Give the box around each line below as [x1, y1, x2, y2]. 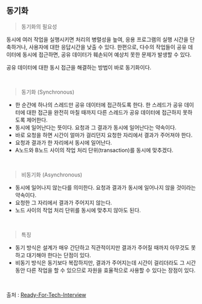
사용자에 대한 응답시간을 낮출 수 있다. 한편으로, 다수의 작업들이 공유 [28, 43, 187, 50]
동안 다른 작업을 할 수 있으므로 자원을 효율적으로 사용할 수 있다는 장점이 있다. [15, 267, 196, 274]
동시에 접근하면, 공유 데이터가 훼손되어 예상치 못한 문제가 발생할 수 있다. [22, 51, 192, 58]
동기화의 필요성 [21, 23, 57, 30]
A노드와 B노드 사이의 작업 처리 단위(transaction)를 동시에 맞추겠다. [15, 146, 174, 154]
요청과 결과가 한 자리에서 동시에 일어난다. [15, 138, 112, 146]
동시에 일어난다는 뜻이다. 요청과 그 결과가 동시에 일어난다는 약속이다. [15, 123, 177, 131]
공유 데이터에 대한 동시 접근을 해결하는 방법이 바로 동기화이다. [6, 63, 152, 71]
